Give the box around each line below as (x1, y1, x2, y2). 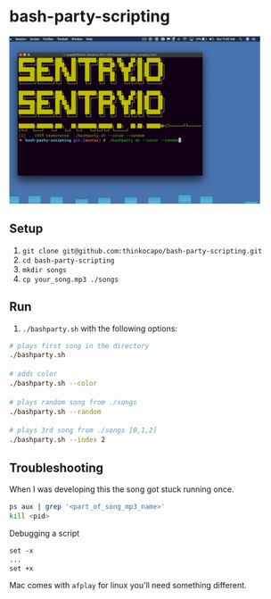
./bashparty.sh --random (9, 407, 102, 416)
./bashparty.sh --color (9, 379, 98, 388)
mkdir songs (21, 265, 67, 274)
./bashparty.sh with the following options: (21, 323, 178, 334)
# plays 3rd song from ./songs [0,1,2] (9, 426, 158, 435)
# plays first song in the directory (9, 341, 150, 350)
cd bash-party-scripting (21, 256, 115, 265)
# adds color (9, 370, 58, 379)
